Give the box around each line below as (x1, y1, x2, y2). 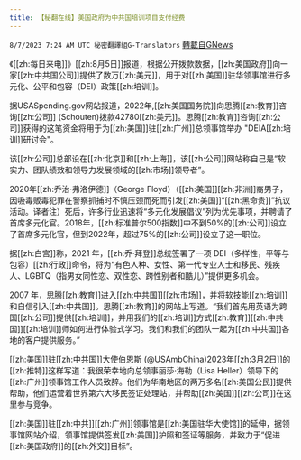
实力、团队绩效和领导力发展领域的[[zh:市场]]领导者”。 (9, 164, 210, 175)
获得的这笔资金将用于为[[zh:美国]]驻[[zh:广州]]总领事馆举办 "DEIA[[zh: (23, 123, 284, 133)
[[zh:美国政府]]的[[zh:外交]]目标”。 (9, 440, 138, 451)
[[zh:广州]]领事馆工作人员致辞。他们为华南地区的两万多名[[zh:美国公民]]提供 (9, 376, 292, 387)
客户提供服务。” (24, 335, 81, 345)
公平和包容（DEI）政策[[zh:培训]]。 (32, 80, 164, 91)
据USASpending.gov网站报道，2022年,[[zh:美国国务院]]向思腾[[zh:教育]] (9, 100, 279, 111)
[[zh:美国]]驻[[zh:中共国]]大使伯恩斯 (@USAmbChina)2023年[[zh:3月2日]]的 (9, 354, 291, 364)
